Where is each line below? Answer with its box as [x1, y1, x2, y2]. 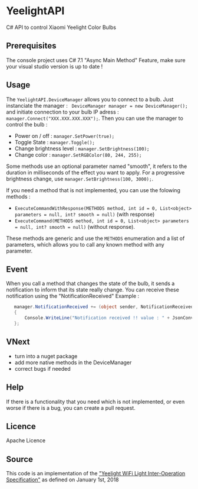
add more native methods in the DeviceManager [14, 359, 132, 366]
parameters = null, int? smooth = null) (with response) [14, 211, 155, 218]
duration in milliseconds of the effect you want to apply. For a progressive [6, 169, 185, 176]
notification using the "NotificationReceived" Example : [6, 293, 140, 300]
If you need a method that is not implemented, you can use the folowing [6, 186, 181, 193]
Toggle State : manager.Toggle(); [14, 138, 95, 145]
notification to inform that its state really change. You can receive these [6, 286, 180, 293]
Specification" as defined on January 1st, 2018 [6, 476, 119, 483]
